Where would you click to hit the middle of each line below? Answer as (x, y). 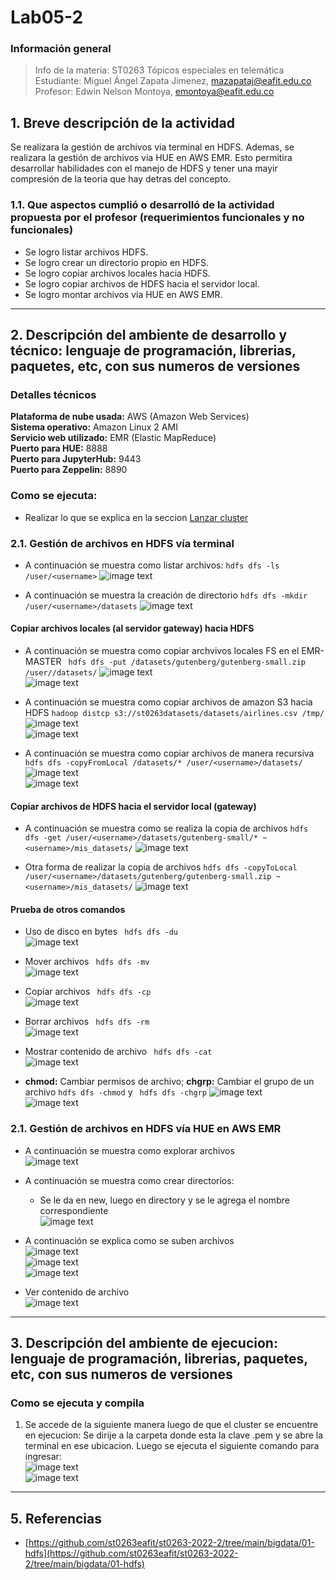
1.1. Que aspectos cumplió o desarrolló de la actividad (142, 205)
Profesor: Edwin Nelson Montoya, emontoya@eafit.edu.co (154, 92)
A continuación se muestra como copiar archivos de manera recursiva (169, 753)
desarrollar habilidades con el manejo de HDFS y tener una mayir (144, 168)
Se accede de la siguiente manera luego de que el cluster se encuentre (171, 1425)
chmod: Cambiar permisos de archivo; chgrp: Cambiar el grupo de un (169, 1082)
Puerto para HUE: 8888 (59, 448)
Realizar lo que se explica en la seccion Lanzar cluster (136, 517)
